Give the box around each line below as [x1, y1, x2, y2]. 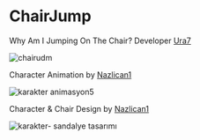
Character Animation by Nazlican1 [9, 69, 132, 80]
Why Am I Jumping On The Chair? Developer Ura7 [9, 35, 191, 46]
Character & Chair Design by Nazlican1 [9, 103, 150, 114]
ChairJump [9, 6, 92, 26]
